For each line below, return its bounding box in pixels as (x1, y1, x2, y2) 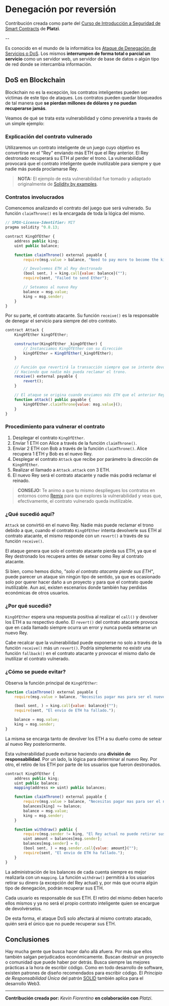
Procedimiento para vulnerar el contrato (5, 423, 105, 430)
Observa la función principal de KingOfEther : (5, 680, 98, 686)
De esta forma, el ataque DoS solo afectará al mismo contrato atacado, (5, 915, 152, 921)
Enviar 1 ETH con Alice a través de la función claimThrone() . (12, 440, 137, 446)
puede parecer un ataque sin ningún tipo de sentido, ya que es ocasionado (5, 574, 161, 580)
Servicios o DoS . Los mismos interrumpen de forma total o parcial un (5, 50, 150, 56)
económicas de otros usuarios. (5, 590, 69, 596)
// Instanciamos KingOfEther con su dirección (23, 346, 123, 351)
